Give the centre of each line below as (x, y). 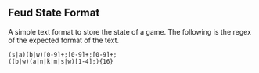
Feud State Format (54, 13)
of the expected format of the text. (64, 40)
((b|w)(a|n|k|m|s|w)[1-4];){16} (61, 61)
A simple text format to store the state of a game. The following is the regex (130, 31)
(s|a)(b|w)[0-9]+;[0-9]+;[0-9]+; (63, 54)
